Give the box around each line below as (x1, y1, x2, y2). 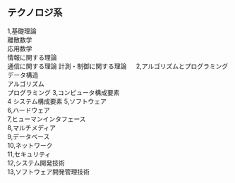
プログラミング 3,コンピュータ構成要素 (7, 88, 120, 96)
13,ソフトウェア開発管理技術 (7, 168, 90, 176)
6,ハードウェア (7, 106, 51, 114)
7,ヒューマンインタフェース (7, 115, 86, 123)
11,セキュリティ (7, 150, 52, 158)
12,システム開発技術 (7, 158, 65, 167)
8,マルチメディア (7, 123, 56, 132)
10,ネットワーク (7, 141, 53, 149)
